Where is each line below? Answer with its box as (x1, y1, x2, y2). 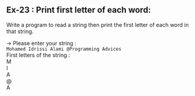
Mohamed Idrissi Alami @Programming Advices (6, 46, 122, 52)
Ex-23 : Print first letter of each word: (6, 5, 151, 15)
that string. (6, 28, 34, 35)
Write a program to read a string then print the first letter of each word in (6, 21, 189, 28)
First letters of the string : (6, 51, 70, 59)
